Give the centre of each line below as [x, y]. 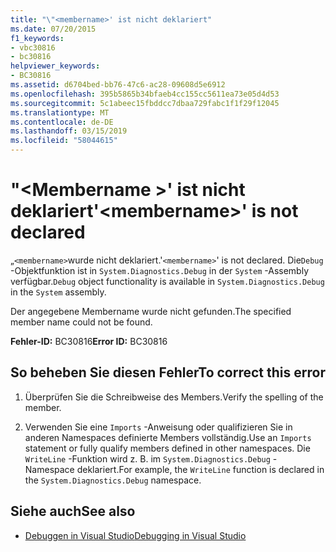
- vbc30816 [33, 47]
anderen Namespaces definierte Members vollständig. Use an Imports [168, 437]
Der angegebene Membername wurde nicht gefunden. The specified [151, 311]
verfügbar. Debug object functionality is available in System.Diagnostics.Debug [167, 281]
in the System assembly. [58, 292]
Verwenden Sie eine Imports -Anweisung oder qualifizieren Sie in [158, 427]
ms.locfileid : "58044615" [64, 141]
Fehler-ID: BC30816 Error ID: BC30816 [89, 341]
